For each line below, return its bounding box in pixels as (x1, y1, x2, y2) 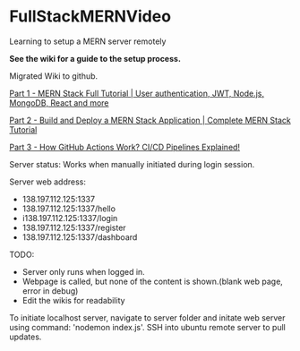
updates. (9, 331, 42, 342)
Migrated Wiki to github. (9, 70, 99, 81)
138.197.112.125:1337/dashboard (21, 231, 138, 243)
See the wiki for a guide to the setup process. (9, 53, 182, 64)
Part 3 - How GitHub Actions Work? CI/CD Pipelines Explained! (9, 141, 240, 152)
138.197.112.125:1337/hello (21, 203, 116, 214)
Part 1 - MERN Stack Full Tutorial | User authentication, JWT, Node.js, (9, 88, 265, 98)
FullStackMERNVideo (9, 6, 172, 27)
